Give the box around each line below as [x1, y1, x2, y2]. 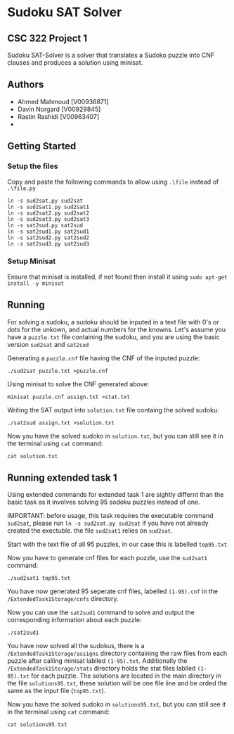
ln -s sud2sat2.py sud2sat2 [7, 209, 90, 217]
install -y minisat [7, 279, 65, 287]
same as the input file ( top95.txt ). [7, 687, 106, 695]
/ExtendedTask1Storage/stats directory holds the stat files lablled [7, 664, 196, 673]
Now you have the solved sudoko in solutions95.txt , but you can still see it [7, 700, 226, 709]
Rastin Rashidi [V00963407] [17, 112, 100, 120]
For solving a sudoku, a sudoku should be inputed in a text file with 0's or [7, 317, 219, 326]
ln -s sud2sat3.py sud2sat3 [7, 215, 90, 222]
